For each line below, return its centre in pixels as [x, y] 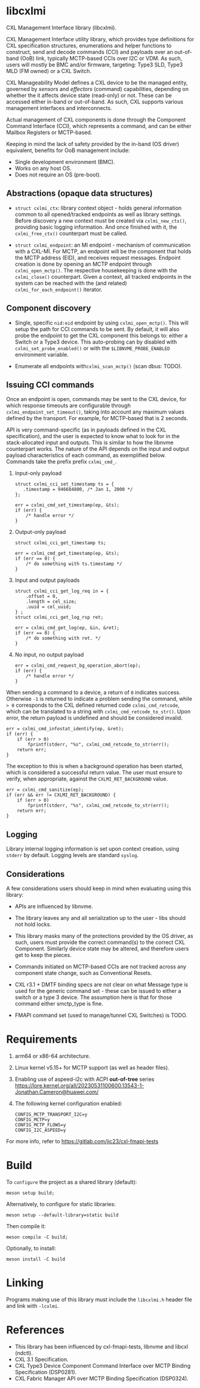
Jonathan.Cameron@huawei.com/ [57, 1092]
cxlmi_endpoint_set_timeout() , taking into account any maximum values [96, 412]
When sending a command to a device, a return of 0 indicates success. [93, 693]
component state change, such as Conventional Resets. [83, 973]
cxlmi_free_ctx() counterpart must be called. [71, 233]
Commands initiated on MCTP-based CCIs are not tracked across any [101, 967]
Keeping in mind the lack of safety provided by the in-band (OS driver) [93, 144]
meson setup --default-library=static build [62, 1215]
